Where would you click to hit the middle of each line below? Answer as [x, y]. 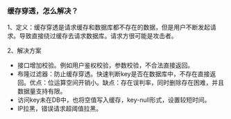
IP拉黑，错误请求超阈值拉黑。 [60, 109]
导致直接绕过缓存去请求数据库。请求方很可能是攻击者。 [98, 36]
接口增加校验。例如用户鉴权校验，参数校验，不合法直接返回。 [105, 65]
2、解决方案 [24, 51]
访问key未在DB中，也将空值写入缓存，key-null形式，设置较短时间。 [114, 100]
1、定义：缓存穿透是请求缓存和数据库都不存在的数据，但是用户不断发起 [109, 27]
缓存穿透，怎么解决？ [43, 10]
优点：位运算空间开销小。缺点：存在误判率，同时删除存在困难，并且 [127, 83]
